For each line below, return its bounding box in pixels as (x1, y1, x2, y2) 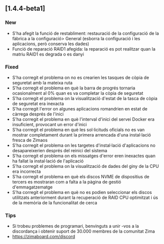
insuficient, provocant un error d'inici (12, 121, 87, 127)
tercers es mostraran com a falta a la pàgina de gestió (12, 179, 121, 185)
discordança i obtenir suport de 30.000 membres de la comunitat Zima (12, 228, 155, 234)
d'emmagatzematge (12, 184, 53, 190)
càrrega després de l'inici (12, 111, 64, 117)
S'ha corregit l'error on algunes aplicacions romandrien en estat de (12, 106, 148, 111)
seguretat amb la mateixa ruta (12, 80, 72, 85)
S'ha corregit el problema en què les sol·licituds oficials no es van (12, 127, 145, 133)
